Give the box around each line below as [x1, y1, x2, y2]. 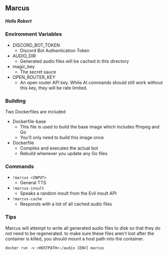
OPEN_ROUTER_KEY [12, 74, 56, 80]
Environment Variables [5, 31, 62, 38]
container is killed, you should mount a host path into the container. [5, 235, 144, 241]
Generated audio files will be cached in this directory [20, 58, 129, 64]
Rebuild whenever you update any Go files [20, 151, 108, 157]
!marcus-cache [12, 197, 42, 202]
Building [5, 97, 26, 104]
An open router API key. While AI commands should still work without [20, 79, 163, 85]
